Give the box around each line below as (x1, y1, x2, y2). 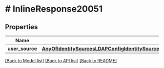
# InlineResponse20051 (5, 3, 103, 15)
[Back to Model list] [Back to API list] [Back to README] (5, 58, 117, 64)
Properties (5, 23, 38, 31)
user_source (7, 45, 38, 52)
